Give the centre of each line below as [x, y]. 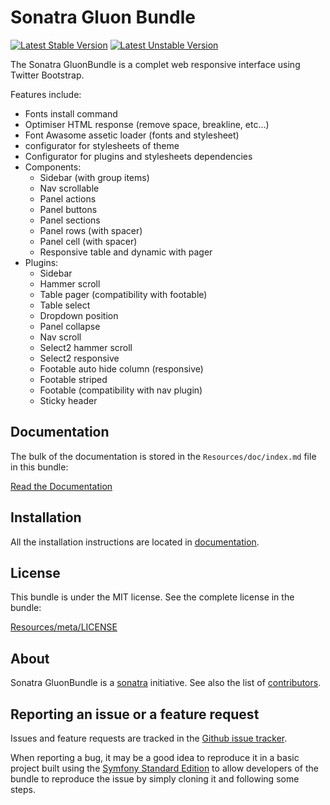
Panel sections [70, 220]
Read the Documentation [61, 486]
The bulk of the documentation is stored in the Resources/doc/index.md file [163, 456]
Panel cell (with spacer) [88, 241]
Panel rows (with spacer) [91, 230]
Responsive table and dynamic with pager [126, 252]
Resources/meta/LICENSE [64, 627]
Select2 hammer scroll [86, 347]
